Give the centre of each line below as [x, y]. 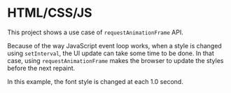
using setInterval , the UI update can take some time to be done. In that [111, 53]
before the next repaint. [41, 68]
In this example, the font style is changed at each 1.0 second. [95, 81]
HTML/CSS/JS [50, 13]
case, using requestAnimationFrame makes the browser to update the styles [115, 60]
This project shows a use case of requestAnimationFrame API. [95, 32]
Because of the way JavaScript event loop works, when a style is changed [114, 45]
